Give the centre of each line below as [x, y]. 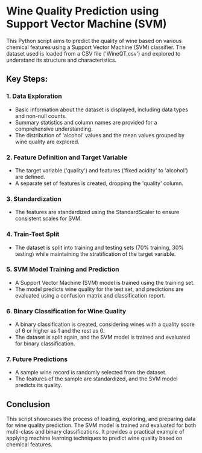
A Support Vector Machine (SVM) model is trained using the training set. [105, 282]
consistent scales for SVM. [48, 218]
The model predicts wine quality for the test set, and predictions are [99, 289]
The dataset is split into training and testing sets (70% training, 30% [99, 247]
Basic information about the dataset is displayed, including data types [101, 109]
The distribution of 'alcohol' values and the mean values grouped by [100, 135]
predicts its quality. [39, 385]
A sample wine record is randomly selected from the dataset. [91, 373]
